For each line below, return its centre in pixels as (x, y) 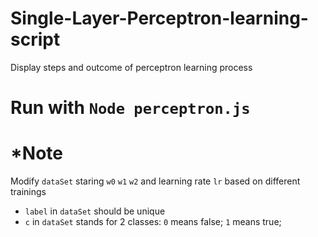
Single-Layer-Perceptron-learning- (159, 18)
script (35, 39)
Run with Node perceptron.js (130, 108)
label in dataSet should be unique (95, 211)
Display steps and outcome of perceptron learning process (131, 67)
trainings (28, 192)
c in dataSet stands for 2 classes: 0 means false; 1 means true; (153, 222)
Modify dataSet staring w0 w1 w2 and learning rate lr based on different (155, 181)
